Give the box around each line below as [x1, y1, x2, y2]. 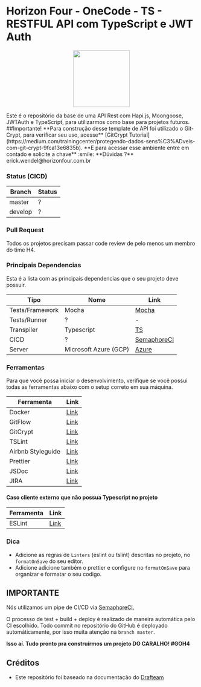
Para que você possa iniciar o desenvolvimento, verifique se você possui [6, 377, 188, 385]
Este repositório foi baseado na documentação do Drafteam [14, 674, 164, 681]
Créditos [6, 657, 40, 668]
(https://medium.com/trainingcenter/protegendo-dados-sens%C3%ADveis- [6, 137, 196, 145]
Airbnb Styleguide [9, 448, 60, 456]
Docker [9, 408, 30, 417]
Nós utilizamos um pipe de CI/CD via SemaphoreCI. [6, 604, 135, 611]
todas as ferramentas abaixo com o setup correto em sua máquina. [6, 383, 173, 391]
